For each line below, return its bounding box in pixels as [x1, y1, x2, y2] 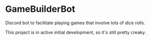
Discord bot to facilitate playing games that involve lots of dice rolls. [5, 20, 145, 26]
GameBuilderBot [5, 3, 75, 15]
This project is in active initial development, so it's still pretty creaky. [5, 29, 146, 35]
